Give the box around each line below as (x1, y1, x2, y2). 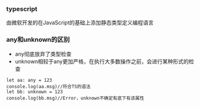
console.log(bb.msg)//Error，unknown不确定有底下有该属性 (6, 95, 145, 101)
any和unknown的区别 (6, 35, 70, 44)
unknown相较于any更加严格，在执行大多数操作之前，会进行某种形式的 (14, 57, 189, 65)
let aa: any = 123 (6, 77, 52, 83)
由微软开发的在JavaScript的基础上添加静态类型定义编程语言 (6, 19, 154, 26)
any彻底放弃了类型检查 (14, 50, 72, 57)
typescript (6, 5, 38, 13)
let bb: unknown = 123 (6, 88, 63, 94)
